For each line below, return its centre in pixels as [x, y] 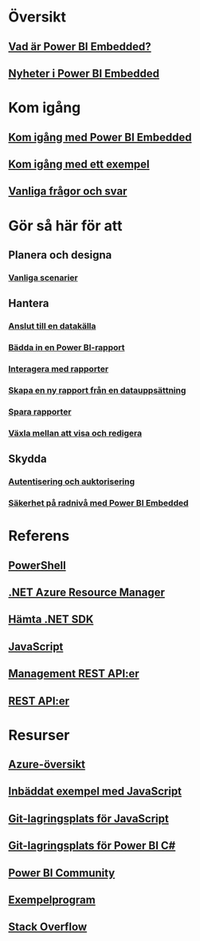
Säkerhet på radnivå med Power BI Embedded [98, 502]
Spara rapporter [40, 411]
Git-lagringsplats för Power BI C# [92, 846]
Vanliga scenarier [43, 278]
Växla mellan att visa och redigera [75, 433]
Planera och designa [60, 255]
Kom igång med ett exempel [79, 164]
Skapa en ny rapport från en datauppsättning [97, 390]
